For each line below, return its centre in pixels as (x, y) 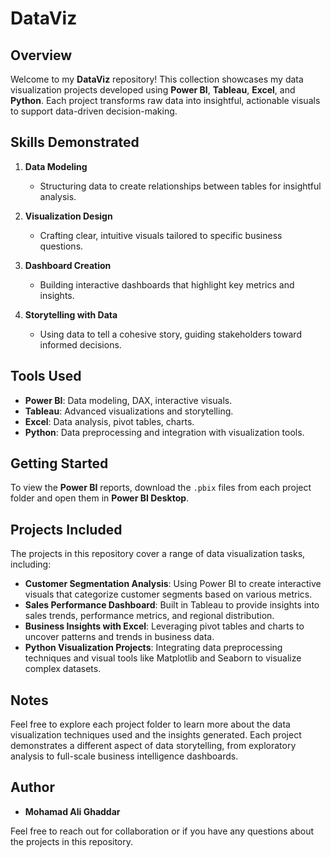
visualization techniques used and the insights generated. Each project (156, 735)
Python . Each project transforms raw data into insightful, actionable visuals (165, 100)
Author (32, 787)
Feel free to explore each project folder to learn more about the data (150, 724)
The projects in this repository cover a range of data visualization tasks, (158, 554)
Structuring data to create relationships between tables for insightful (180, 186)
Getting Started (59, 463)
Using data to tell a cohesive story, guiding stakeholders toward (170, 334)
